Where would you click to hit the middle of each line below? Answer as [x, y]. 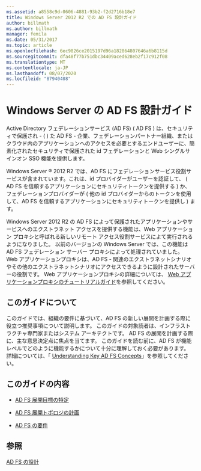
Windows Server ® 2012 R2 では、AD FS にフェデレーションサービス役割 [96, 171]
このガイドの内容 [38, 384]
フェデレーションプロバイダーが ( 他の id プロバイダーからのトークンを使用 [99, 194]
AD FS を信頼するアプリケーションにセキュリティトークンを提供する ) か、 [98, 186]
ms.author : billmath [32, 29]
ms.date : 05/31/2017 [32, 40]
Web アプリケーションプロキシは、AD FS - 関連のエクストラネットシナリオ [99, 259]
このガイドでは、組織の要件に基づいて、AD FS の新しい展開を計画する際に [98, 318]
